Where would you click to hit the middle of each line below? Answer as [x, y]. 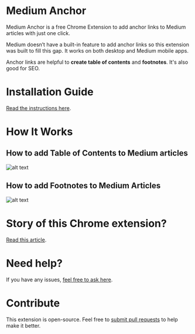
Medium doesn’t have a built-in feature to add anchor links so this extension [97, 44]
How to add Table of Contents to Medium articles [97, 153]
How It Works [40, 132]
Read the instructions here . [39, 108]
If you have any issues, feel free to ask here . [59, 280]
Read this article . [26, 240]
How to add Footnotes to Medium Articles [83, 186]
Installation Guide [50, 92]
